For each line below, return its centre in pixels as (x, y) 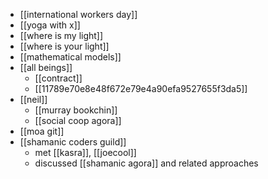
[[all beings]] (46, 67)
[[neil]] (33, 99)
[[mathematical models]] (70, 57)
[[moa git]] (42, 131)
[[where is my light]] (61, 35)
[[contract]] (58, 78)
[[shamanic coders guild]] (73, 142)
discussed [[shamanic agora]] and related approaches (146, 163)
